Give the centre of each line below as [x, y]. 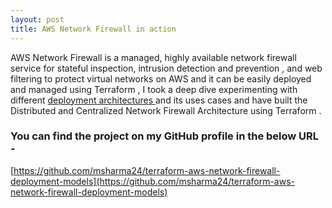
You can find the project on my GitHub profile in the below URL [165, 136]
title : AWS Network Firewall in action [93, 29]
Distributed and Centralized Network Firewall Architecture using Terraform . [166, 110]
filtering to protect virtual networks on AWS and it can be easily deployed [161, 78]
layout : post [37, 19]
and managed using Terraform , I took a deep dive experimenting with [154, 89]
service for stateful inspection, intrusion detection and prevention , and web [166, 68]
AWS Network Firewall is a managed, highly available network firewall [153, 57]
